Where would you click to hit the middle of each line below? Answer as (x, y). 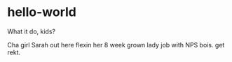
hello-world (42, 12)
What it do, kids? (32, 31)
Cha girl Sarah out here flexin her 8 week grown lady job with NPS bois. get (116, 45)
